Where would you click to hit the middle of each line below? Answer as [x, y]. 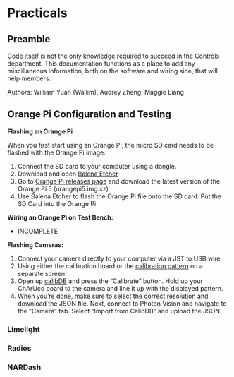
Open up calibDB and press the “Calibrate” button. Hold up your [110, 281]
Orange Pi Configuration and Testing [89, 114]
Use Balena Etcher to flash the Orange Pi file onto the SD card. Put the [119, 196]
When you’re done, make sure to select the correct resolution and [113, 296]
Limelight [24, 329]
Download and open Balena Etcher [68, 174]
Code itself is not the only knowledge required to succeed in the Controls [113, 56]
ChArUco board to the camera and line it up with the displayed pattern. [120, 288]
